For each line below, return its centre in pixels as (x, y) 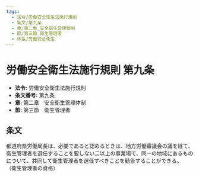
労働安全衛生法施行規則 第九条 (80, 70)
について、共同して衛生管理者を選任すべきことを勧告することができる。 (94, 160)
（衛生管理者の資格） (32, 168)
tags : (13, 12)
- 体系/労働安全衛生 (33, 39)
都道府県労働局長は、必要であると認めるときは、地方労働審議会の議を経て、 (100, 146)
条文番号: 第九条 (35, 95)
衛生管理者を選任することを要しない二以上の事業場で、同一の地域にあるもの (100, 153)
